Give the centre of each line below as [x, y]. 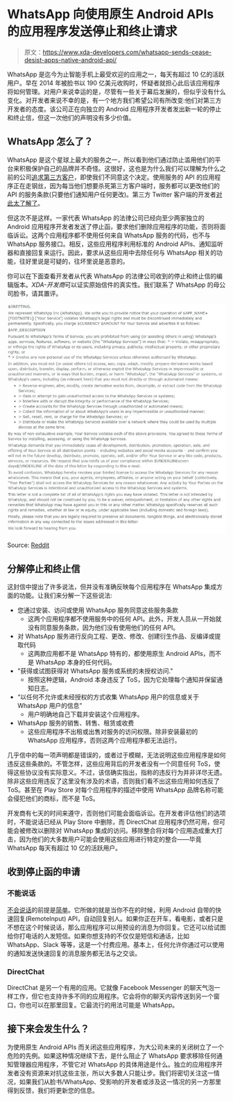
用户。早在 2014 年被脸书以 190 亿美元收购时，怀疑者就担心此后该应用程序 [114, 83]
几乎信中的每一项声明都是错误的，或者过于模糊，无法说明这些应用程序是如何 [116, 755]
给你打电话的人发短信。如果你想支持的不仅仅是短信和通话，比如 [98, 936]
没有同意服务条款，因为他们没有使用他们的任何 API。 [103, 628]
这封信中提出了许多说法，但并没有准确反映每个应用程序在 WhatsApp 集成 [112, 587]
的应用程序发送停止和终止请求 [93, 32]
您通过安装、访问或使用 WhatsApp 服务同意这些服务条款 [98, 610]
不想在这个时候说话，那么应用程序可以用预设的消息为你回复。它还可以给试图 [116, 927]
